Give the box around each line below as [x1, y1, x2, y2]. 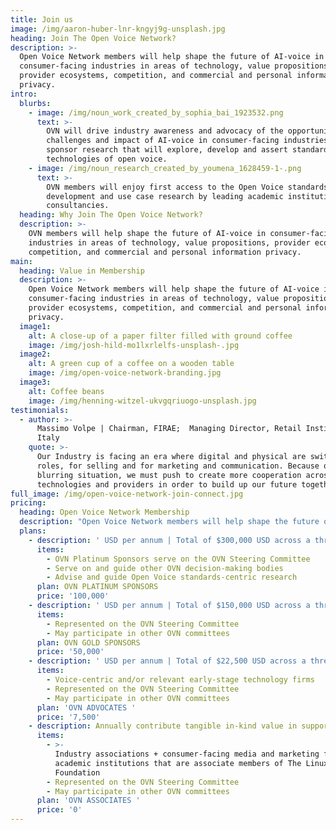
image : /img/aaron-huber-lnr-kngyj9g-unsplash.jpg [10, 24, 226, 34]
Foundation [54, 767, 101, 778]
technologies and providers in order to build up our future [36, 479, 298, 490]
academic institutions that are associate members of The [54, 758, 302, 768]
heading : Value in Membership [19, 266, 145, 276]
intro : [10, 89, 38, 99]
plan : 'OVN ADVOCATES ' [36, 702, 137, 713]
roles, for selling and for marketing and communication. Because [36, 461, 320, 471]
